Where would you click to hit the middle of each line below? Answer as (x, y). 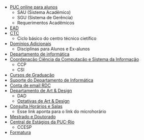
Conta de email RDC (30, 85)
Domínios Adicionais (30, 43)
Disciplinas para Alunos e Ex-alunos (53, 49)
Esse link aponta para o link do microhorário (62, 112)
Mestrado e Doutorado (33, 117)
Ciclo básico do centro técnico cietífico (57, 38)
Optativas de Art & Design (43, 101)
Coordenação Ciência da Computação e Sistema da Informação (74, 59)
